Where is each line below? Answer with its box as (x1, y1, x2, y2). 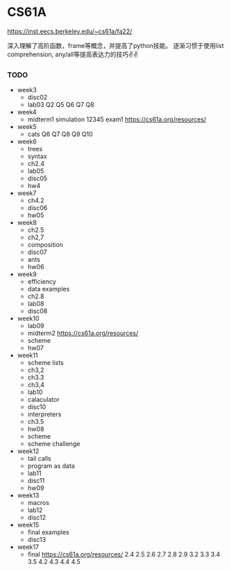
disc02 (27, 93, 48, 101)
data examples (27, 285, 70, 293)
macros (27, 499, 50, 507)
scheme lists (27, 359, 64, 367)
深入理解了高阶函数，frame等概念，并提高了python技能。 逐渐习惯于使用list (7, 41, 224, 49)
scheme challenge (27, 440, 80, 448)
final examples (27, 528, 69, 536)
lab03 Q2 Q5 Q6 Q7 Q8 (27, 101, 95, 109)
